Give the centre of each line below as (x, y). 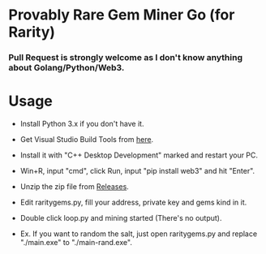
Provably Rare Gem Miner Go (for (122, 15)
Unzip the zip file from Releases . (75, 187)
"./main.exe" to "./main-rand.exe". (76, 243)
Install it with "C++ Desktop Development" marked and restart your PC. (139, 155)
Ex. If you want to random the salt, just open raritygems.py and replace (139, 234)
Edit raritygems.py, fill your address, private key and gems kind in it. (133, 202)
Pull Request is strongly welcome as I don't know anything (126, 58)
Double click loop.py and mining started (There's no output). (121, 218)
